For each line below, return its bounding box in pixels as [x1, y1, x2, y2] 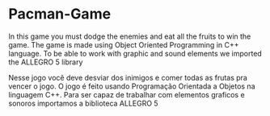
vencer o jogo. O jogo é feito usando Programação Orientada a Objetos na [8, 81, 256, 91]
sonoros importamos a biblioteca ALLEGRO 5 [8, 98, 159, 108]
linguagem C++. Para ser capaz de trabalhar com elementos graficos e [8, 89, 245, 99]
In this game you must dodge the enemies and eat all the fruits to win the [8, 31, 251, 41]
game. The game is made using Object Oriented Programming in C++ [8, 39, 239, 49]
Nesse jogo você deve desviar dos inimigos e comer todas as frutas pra [8, 72, 248, 82]
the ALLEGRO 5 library [8, 57, 83, 67]
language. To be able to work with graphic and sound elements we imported [8, 48, 263, 58]
